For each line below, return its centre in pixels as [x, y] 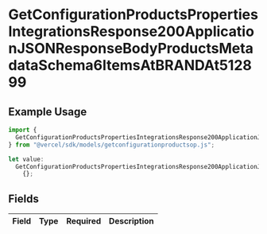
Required [84, 221]
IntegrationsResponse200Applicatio [131, 31]
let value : [26, 159]
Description [132, 221]
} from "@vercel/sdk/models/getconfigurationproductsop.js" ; [112, 145]
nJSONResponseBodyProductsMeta [131, 49]
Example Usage [48, 112]
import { [23, 130]
